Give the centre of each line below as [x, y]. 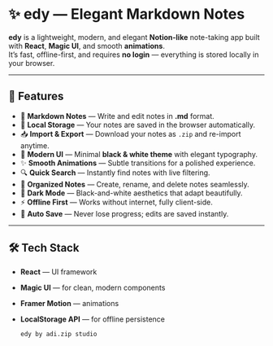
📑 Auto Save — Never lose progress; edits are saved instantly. [124, 213]
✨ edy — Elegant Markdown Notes [127, 14]
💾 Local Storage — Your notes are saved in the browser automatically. [138, 125]
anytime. [35, 145]
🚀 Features [36, 96]
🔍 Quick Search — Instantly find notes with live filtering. [115, 173]
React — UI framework [58, 272]
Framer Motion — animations [69, 303]
